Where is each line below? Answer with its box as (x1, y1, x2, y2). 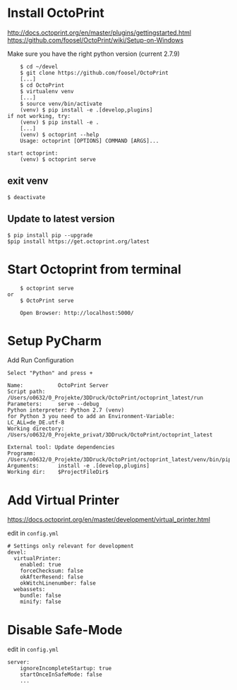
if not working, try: (7, 112, 71, 119)
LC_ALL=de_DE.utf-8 (7, 419, 65, 427)
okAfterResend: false (20, 573, 83, 581)
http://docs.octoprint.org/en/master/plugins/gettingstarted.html (7, 28, 192, 37)
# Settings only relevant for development (7, 542, 134, 550)
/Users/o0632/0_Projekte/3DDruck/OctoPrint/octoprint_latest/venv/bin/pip (7, 456, 232, 463)
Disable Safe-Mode (7, 621, 123, 638)
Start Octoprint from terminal (7, 261, 181, 277)
